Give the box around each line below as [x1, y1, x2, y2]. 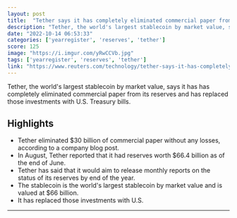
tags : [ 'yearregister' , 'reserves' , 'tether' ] [7, 56, 147, 63]
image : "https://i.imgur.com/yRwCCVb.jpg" [7, 50, 134, 57]
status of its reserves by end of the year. [17, 174, 135, 182]
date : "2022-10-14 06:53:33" [7, 30, 93, 37]
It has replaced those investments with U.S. [17, 196, 144, 205]
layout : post [7, 10, 46, 18]
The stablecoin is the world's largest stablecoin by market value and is [17, 181, 223, 190]
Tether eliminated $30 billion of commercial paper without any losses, [17, 136, 221, 145]
